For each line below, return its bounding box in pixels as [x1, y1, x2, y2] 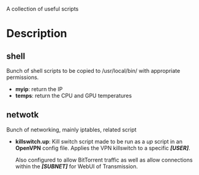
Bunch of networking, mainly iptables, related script [6, 125, 137, 133]
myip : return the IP [15, 86, 63, 92]
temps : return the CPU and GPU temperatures [15, 92, 132, 99]
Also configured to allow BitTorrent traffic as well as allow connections [15, 156, 193, 163]
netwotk [6, 110, 39, 120]
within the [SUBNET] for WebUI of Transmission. [15, 162, 138, 170]
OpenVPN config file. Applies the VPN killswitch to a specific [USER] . [15, 144, 191, 152]
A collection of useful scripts [6, 6, 79, 12]
